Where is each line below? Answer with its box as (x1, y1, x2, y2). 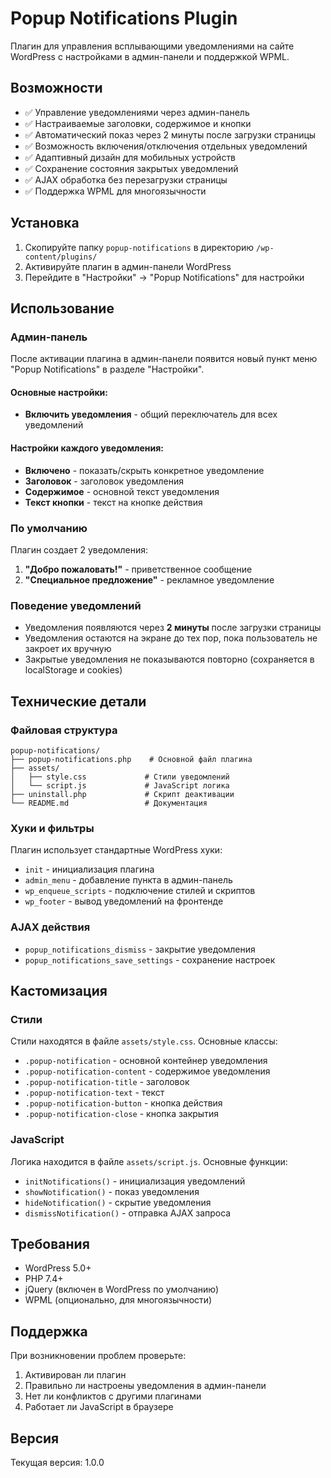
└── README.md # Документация (10, 798, 208, 808)
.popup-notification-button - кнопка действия (24, 1097, 223, 1109)
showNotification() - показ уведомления (24, 1185, 200, 1197)
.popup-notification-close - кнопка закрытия (24, 1108, 219, 1120)
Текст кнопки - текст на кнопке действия (24, 496, 203, 508)
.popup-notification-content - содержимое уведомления (24, 1065, 271, 1077)
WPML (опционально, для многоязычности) (24, 1294, 213, 1306)
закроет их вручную (24, 643, 112, 655)
